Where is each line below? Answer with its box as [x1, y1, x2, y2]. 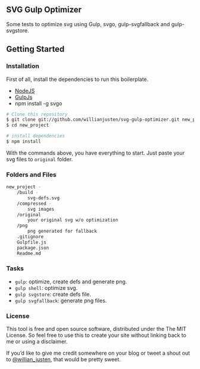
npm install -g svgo [14, 99, 62, 107]
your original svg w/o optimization [27, 217, 118, 223]
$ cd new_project [6, 122, 49, 129]
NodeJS [14, 87, 35, 94]
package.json [17, 245, 49, 251]
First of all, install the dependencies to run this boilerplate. [6, 76, 149, 83]
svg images [27, 206, 55, 212]
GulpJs [14, 93, 33, 101]
